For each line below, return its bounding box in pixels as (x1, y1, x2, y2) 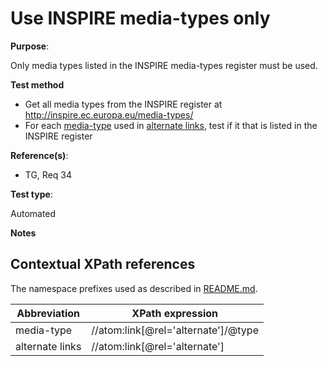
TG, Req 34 (24, 168, 73, 181)
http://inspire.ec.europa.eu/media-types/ (24, 108, 194, 121)
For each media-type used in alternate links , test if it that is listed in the (24, 119, 318, 131)
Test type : (10, 188, 53, 200)
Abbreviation (16, 306, 80, 320)
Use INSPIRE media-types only (10, 7, 271, 30)
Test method (10, 78, 65, 91)
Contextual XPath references (10, 256, 196, 273)
